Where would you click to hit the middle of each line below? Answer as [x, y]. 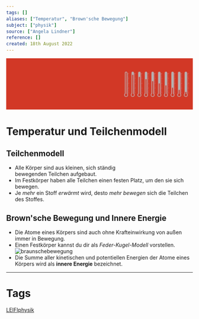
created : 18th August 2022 [39, 44]
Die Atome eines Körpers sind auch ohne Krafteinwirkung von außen [98, 232]
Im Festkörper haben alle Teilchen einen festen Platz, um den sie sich [99, 181]
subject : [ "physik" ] [32, 25]
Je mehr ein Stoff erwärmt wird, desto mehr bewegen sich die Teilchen [101, 193]
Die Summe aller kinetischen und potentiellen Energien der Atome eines [102, 258]
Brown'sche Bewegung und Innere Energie [86, 218]
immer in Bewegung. [40, 239]
